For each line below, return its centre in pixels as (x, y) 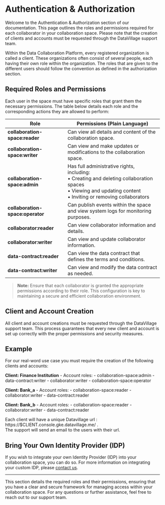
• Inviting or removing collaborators (109, 197)
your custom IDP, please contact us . (42, 468)
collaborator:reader (31, 228)
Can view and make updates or (103, 146)
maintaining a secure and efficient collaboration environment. (79, 296)
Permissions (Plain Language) (113, 124)
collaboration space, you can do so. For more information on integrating (78, 462)
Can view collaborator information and (112, 225)
